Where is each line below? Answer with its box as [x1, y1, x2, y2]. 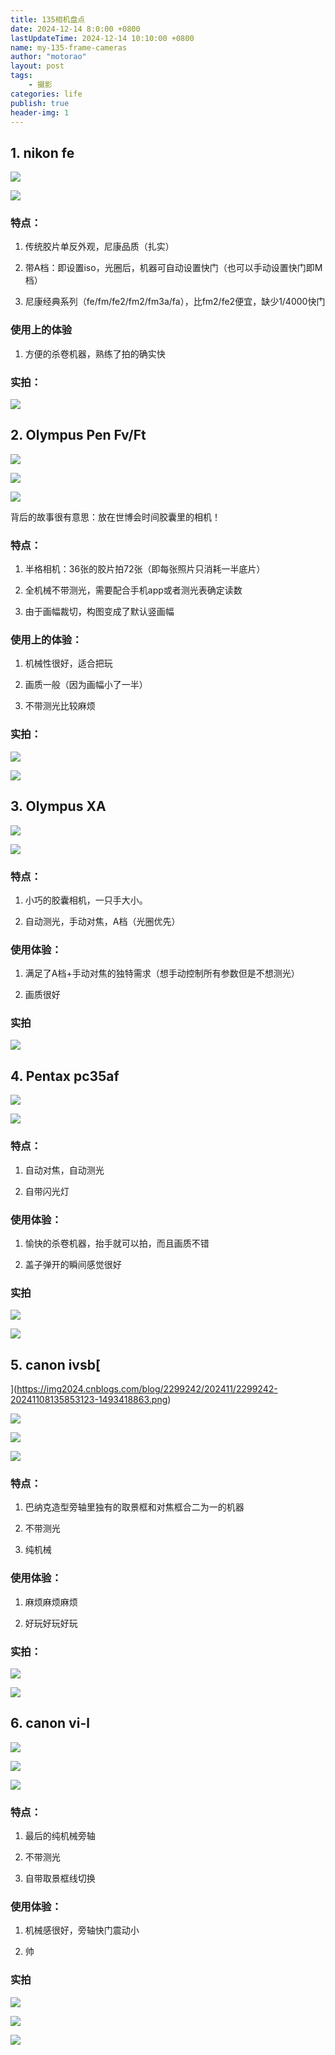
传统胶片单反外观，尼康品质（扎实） [24, 241, 175, 253]
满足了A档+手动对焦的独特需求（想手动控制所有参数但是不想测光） [24, 967, 300, 980]
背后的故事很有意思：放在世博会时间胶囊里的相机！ [10, 511, 221, 523]
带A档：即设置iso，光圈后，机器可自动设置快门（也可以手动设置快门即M [24, 262, 323, 274]
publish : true [10, 98, 70, 108]
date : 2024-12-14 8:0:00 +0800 [10, 24, 141, 34]
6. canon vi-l [10, 1715, 90, 1732]
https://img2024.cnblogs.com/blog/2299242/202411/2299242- [16, 1383, 278, 1395]
